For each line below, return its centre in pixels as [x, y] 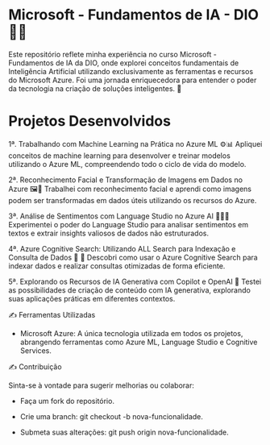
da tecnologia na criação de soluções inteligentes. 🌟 [95, 88]
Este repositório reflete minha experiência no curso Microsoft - [113, 54]
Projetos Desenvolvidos [90, 121]
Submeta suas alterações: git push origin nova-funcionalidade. [124, 432]
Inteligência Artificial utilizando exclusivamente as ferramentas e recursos [131, 71]
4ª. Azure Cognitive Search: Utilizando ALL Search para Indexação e [122, 248]
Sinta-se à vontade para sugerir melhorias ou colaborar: [102, 385]
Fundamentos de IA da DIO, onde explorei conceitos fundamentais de [124, 63]
